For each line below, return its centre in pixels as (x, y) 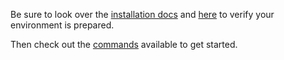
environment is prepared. (62, 25)
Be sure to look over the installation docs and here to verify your (142, 14)
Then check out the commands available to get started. (124, 44)
